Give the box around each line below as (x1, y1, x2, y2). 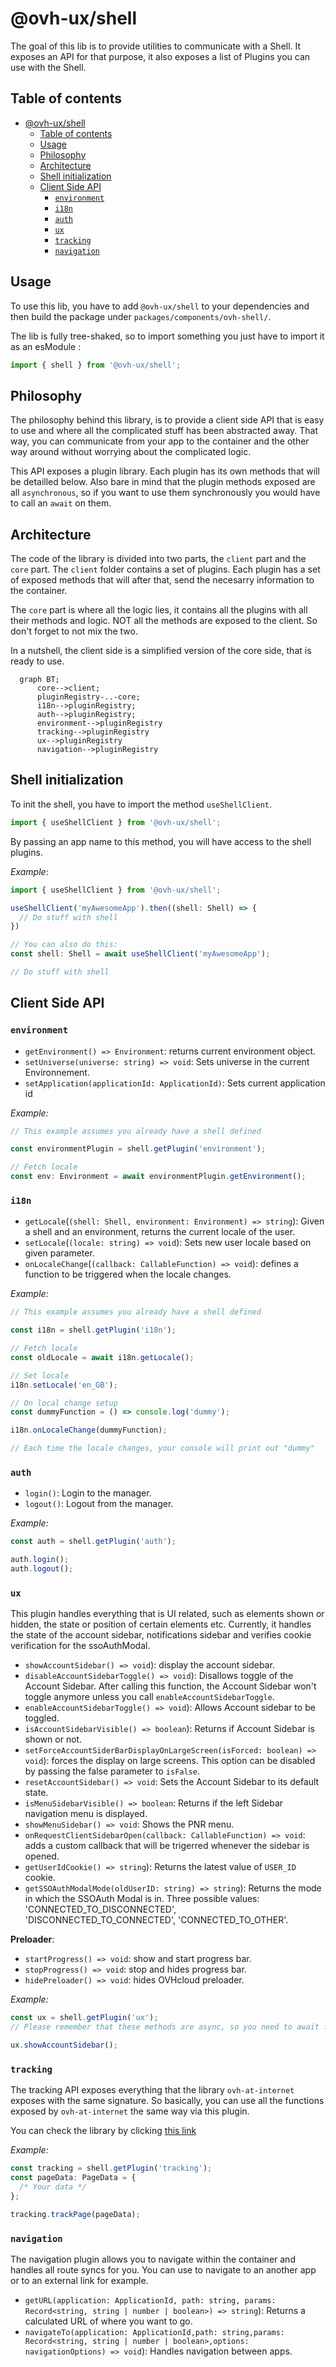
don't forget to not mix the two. (10, 625, 138, 637)
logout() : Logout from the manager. (24, 1498, 174, 1510)
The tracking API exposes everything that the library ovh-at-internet (10, 2084, 295, 2096)
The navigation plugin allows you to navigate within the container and (10, 2253, 296, 2265)
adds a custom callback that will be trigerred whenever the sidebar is (24, 1840, 310, 1852)
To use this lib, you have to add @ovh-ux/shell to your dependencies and (10, 300, 310, 312)
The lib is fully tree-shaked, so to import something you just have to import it (10, 330, 325, 342)
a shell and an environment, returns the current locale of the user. (24, 1226, 296, 1238)
